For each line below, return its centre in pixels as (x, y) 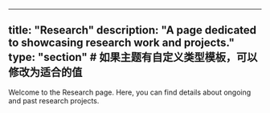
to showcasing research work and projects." (121, 43)
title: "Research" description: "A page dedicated (133, 30)
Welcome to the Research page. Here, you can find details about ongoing (130, 92)
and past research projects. (54, 100)
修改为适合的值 (45, 73)
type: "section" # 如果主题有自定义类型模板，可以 (133, 57)
